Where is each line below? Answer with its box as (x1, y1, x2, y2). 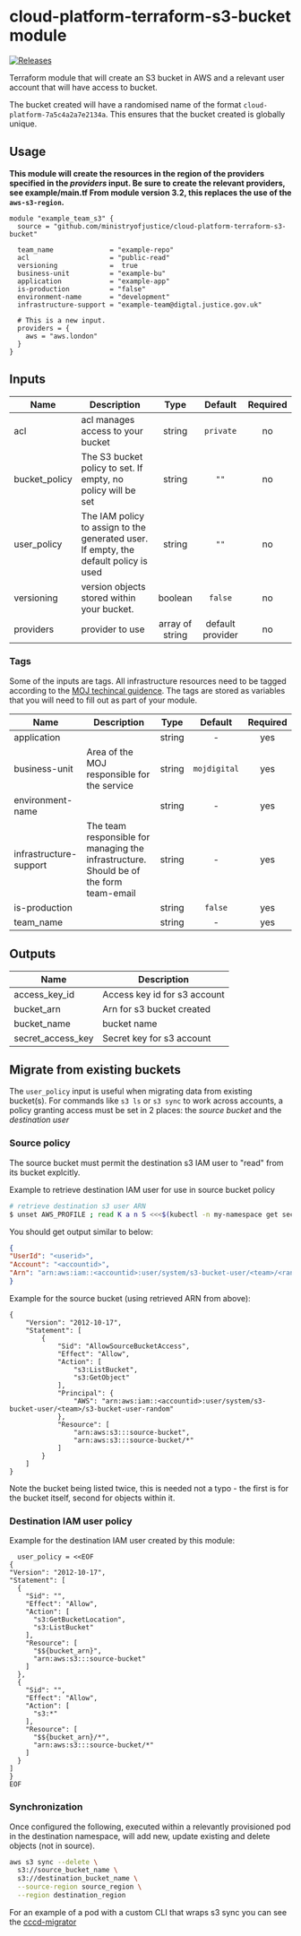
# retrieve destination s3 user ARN (9, 1201, 146, 1211)
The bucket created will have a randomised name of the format (9, 99, 242, 109)
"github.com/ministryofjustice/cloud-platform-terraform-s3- (53, 221, 287, 230)
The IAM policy (81, 509, 145, 522)
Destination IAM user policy (9, 1515, 133, 1527)
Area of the (86, 746, 134, 758)
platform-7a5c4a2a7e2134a (9, 110, 106, 119)
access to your (81, 424, 143, 436)
